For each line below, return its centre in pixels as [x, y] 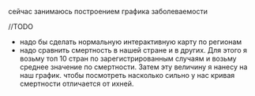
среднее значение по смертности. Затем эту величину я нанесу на [133, 67]
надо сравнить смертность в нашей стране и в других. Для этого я [133, 50]
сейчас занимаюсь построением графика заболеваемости [108, 11]
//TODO [21, 26]
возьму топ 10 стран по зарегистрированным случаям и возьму [128, 59]
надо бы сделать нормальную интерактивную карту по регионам [131, 42]
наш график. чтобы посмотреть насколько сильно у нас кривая [127, 75]
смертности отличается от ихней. [77, 83]
